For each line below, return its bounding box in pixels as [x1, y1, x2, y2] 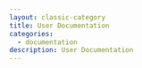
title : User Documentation [9, 21, 110, 30]
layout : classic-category [9, 12, 105, 22]
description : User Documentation [9, 46, 134, 55]
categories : [9, 29, 54, 38]
